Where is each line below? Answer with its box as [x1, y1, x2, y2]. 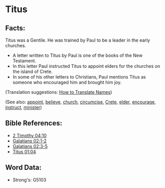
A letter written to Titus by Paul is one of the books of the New [12, 52, 143, 58]
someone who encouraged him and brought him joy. [12, 80, 122, 85]
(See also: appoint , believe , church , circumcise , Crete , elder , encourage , [5, 99, 156, 105]
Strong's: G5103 [12, 176, 47, 183]
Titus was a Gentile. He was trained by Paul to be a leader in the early [5, 37, 150, 43]
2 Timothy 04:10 [12, 132, 47, 138]
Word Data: [5, 163, 42, 172]
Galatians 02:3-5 [12, 143, 48, 149]
